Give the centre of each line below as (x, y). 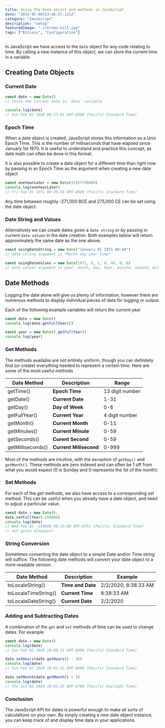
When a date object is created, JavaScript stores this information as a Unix (81, 138)
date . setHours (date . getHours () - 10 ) (44, 659)
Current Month (70, 423)
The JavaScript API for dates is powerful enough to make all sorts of (74, 709)
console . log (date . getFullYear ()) (39, 323)
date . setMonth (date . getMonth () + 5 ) (42, 677)
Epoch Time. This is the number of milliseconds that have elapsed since (78, 143)
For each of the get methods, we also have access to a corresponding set (80, 493)
